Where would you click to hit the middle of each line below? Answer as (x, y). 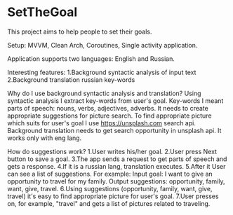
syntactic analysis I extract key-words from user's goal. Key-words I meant (115, 100)
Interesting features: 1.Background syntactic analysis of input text (102, 72)
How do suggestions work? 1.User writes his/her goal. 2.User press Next (112, 151)
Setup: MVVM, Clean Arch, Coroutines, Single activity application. (102, 45)
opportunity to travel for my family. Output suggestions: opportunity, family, (116, 181)
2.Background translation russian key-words (71, 79)
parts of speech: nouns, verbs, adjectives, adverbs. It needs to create (108, 108)
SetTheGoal (42, 12)
